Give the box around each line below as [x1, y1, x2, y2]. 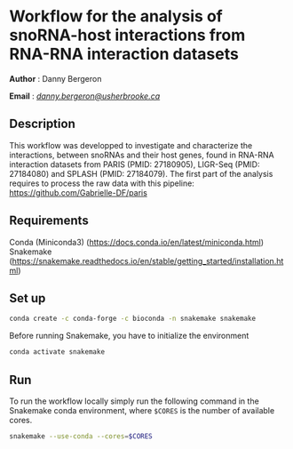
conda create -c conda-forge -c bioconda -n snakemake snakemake [9, 314, 256, 324]
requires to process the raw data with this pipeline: [9, 178, 195, 188]
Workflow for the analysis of [9, 6, 224, 27]
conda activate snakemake [9, 348, 105, 357]
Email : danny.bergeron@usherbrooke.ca [9, 91, 161, 101]
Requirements [9, 213, 89, 229]
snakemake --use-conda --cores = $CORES [9, 431, 153, 441]
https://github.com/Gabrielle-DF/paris [9, 187, 148, 197]
